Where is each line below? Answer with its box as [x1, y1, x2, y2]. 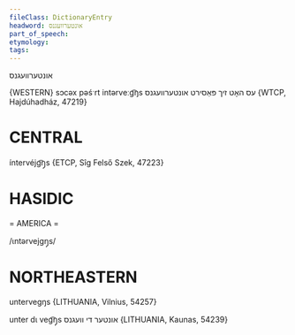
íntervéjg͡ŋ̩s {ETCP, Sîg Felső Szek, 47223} [9, 157, 164, 168]
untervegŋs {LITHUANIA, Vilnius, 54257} [9, 296, 157, 307]
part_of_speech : [9, 29, 69, 38]
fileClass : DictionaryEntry [9, 12, 113, 22]
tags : [9, 46, 29, 55]
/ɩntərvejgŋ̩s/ [9, 236, 57, 246]
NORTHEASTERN [9, 267, 138, 287]
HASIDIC [9, 189, 74, 209]
